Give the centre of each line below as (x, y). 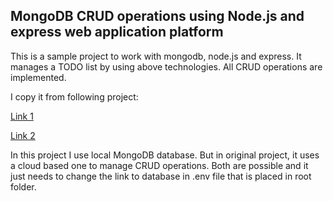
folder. (23, 186)
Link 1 (22, 116)
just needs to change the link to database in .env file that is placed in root (161, 176)
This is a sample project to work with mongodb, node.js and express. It (156, 56)
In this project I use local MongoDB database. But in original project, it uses (165, 155)
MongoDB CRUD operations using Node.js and (157, 16)
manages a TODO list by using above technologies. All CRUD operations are (166, 66)
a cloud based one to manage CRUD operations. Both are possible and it (159, 165)
